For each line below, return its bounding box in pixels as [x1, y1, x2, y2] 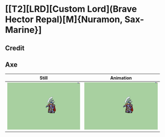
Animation [110, 75, 132, 81]
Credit [5, 44, 25, 52]
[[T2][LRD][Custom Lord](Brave [5, 3, 137, 15]
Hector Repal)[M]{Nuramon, [5, 14, 123, 25]
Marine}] [5, 25, 42, 35]
